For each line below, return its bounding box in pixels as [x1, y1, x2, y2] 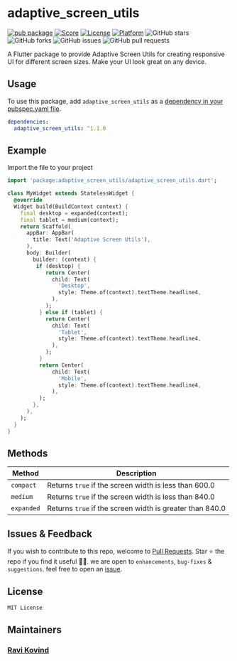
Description [116, 468, 157, 478]
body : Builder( [26, 249, 72, 257]
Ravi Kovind [7, 645, 50, 655]
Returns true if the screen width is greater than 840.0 [47, 503, 226, 513]
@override [13, 197, 43, 204]
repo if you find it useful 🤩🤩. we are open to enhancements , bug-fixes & [7, 557, 212, 566]
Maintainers [7, 624, 62, 636]
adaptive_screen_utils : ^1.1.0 [13, 124, 106, 132]
